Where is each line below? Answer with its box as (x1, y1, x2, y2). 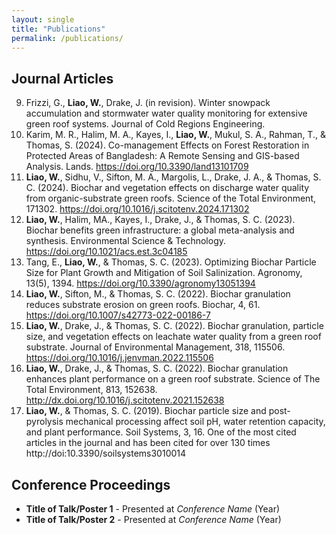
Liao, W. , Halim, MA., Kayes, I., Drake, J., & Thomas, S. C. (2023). (25, 214, 296, 226)
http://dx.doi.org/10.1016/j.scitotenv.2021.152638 (25, 394, 225, 406)
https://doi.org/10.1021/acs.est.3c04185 (25, 246, 188, 258)
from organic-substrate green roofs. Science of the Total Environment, (25, 192, 316, 205)
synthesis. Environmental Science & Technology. (25, 235, 227, 247)
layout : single (11, 14, 75, 25)
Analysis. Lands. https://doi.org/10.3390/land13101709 (25, 161, 249, 173)
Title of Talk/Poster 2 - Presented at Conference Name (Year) (25, 514, 282, 525)
